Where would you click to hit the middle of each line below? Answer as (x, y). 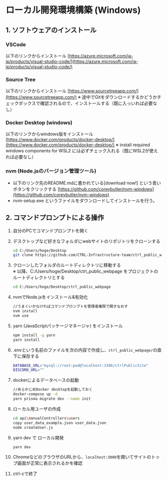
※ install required (133, 145)
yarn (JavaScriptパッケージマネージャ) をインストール (68, 326)
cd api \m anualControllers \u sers (46, 418)
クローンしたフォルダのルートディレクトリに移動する (67, 265)
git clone (23, 255)
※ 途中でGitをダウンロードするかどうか (118, 97)
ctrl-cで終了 (25, 474)
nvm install (25, 311)
